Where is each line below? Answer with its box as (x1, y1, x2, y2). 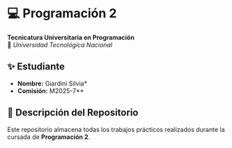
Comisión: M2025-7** (17, 86, 84, 94)
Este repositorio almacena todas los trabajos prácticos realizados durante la (7, 125, 225, 133)
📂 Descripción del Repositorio (7, 107, 139, 119)
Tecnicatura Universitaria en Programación (7, 33, 134, 42)
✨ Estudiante (7, 60, 65, 73)
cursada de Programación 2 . (7, 133, 91, 141)
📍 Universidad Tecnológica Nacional (7, 40, 113, 49)
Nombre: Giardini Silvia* (17, 79, 88, 88)
